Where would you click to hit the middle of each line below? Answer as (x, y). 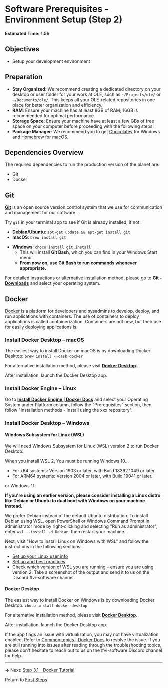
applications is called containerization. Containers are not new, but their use (83, 322)
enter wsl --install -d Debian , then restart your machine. (65, 531)
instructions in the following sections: (44, 546)
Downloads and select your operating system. (53, 283)
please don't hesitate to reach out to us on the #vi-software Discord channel (84, 650)
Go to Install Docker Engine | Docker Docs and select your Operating (77, 399)
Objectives (22, 49)
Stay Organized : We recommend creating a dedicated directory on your (86, 89)
